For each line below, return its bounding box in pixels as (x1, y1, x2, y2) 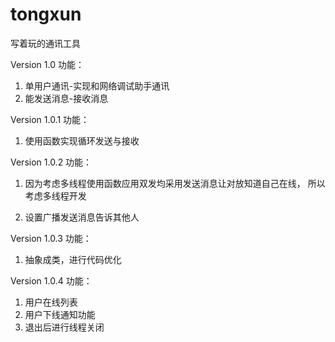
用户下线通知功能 (24, 308, 96, 320)
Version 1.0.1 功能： (10, 113, 90, 125)
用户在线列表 (24, 296, 78, 308)
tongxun (10, 3, 82, 26)
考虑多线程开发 (24, 189, 87, 202)
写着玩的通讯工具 (10, 37, 81, 49)
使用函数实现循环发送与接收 (24, 134, 140, 147)
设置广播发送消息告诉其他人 (24, 211, 140, 223)
